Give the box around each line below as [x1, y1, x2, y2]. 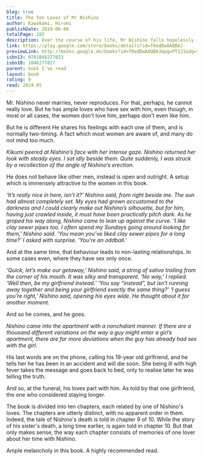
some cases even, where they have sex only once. [6, 255, 132, 262]
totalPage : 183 [6, 32, 45, 38]
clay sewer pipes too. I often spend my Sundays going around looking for [6, 224, 190, 231]
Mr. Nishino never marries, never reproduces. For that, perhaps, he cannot [6, 99, 192, 106]
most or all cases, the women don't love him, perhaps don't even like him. [6, 112, 191, 119]
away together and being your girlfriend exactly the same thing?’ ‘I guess [6, 286, 190, 293]
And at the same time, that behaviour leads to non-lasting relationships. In [6, 249, 191, 255]
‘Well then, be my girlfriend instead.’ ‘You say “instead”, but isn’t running [6, 280, 188, 286]
